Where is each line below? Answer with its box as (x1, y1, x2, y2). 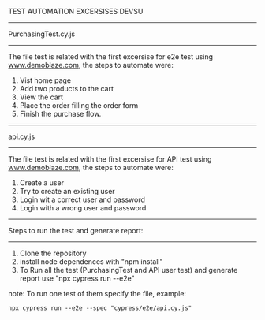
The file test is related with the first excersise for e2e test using (8, 52, 214, 61)
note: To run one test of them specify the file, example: (8, 289, 187, 298)
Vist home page (19, 76, 72, 85)
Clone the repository (19, 248, 87, 258)
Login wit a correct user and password (19, 195, 146, 204)
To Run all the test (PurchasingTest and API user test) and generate (19, 266, 238, 274)
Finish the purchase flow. (19, 110, 102, 118)
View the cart (19, 92, 64, 102)
